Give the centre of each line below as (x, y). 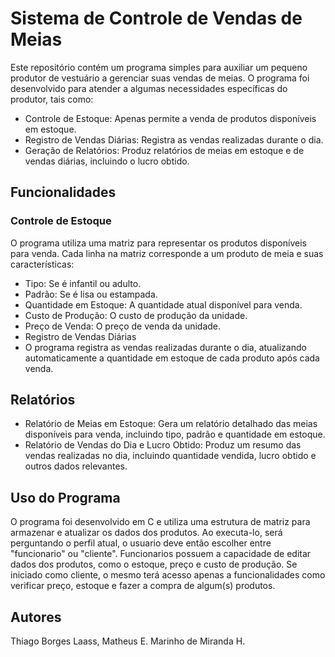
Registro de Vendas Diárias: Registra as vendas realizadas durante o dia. (174, 139)
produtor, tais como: (52, 99)
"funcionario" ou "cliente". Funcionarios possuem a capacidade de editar (161, 554)
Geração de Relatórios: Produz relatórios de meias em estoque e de (164, 150)
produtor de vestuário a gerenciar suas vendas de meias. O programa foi (160, 78)
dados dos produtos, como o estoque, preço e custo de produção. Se (154, 564)
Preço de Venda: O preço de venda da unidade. (123, 326)
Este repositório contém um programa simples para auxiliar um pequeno (159, 67)
